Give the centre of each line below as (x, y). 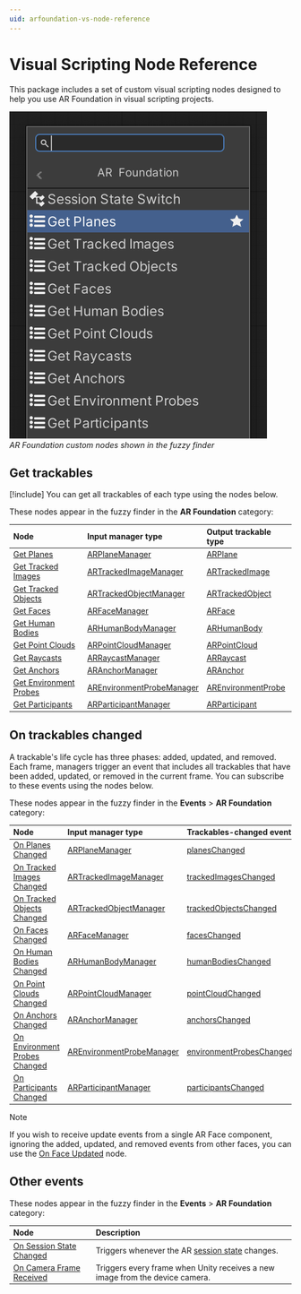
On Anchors (35, 1015)
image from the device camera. (153, 1277)
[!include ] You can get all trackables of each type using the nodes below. (144, 495)
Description (118, 1233)
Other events (47, 1182)
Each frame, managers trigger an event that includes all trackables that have (150, 766)
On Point (29, 983)
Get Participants (43, 704)
